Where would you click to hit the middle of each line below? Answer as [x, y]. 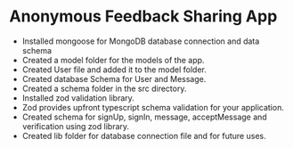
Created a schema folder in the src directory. [104, 88]
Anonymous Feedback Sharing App [143, 16]
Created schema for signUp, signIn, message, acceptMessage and [144, 117]
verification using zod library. [76, 126]
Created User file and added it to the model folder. [114, 70]
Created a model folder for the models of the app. [113, 60]
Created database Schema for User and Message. [114, 78]
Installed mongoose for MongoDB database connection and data [141, 41]
